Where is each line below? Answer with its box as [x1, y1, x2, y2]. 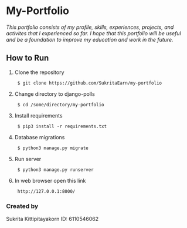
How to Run [6, 53, 49, 63]
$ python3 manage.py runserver [17, 166, 94, 173]
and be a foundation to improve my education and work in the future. [6, 36, 174, 43]
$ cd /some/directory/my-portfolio [17, 102, 104, 108]
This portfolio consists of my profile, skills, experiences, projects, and [6, 24, 174, 31]
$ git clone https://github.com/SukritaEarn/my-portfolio [17, 80, 162, 86]
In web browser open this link [14, 177, 86, 184]
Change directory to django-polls [14, 90, 95, 98]
